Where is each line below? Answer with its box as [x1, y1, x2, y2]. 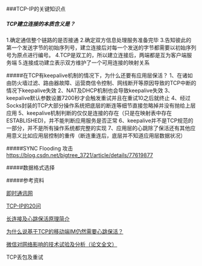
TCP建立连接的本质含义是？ [6, 20, 75, 27]
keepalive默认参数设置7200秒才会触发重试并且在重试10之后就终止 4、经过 [6, 94, 191, 101]
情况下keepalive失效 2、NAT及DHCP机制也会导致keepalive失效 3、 [6, 87, 174, 94]
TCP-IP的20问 [6, 202, 41, 209]
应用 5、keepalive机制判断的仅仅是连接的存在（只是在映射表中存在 [6, 109, 172, 116]
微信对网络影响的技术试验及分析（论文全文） [6, 240, 118, 248]
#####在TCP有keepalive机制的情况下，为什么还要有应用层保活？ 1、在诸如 [6, 72, 193, 79]
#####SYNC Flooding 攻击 [6, 144, 74, 152]
